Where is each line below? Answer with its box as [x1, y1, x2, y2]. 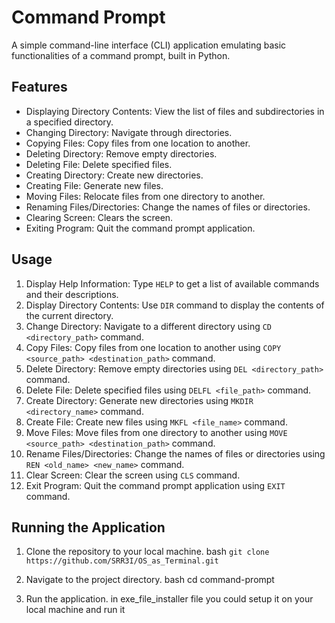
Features [11, 79, 68, 96]
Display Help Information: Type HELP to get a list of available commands [25, 277, 320, 290]
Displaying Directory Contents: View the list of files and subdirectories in [25, 105, 325, 117]
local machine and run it [25, 604, 126, 616]
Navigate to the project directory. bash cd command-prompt [25, 574, 275, 586]
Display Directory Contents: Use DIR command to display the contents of [25, 299, 325, 311]
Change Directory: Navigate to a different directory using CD [25, 320, 273, 332]
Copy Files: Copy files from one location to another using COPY [25, 341, 282, 353]
